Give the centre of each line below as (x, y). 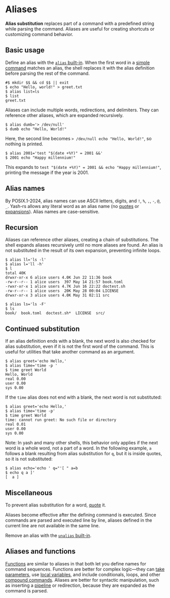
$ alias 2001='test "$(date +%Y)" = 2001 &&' (54, 153)
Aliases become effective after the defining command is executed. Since (81, 515)
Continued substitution (42, 329)
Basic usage (25, 50)
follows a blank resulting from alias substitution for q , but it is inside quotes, (84, 454)
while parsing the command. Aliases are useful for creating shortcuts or (80, 28)
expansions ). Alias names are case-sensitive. (52, 212)
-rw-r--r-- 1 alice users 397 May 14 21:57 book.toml (64, 282)
